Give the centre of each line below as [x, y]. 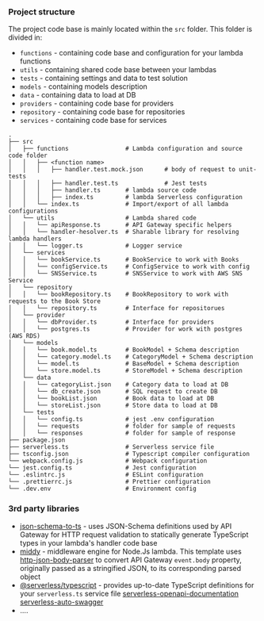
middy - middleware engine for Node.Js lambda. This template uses [130, 551]
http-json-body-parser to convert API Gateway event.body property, [130, 560]
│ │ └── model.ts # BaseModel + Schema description [124, 364]
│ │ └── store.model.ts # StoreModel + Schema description [126, 371]
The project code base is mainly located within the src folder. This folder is [130, 29]
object [30, 577]
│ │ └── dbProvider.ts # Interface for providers [111, 322]
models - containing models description [84, 86]
